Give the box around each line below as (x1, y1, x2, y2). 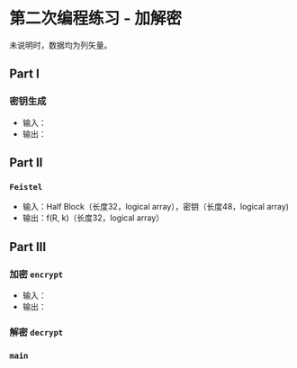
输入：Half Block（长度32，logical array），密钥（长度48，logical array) (22, 202, 290, 212)
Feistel (9, 182, 43, 192)
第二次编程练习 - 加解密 (9, 8, 183, 29)
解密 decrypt (9, 326, 64, 338)
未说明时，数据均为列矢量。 (9, 40, 112, 50)
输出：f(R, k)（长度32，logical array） (22, 212, 165, 223)
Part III (9, 239, 47, 255)
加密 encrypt (9, 267, 64, 280)
